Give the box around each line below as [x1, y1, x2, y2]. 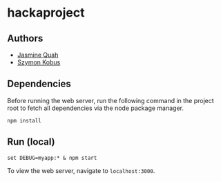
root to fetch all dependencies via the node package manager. [7, 104, 184, 112]
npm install [7, 117, 41, 124]
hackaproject [7, 5, 85, 21]
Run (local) [7, 136, 55, 148]
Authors [7, 33, 44, 44]
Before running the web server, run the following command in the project [7, 96, 214, 104]
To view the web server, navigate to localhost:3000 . [7, 166, 155, 174]
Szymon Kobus [17, 58, 61, 66]
